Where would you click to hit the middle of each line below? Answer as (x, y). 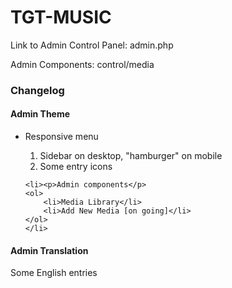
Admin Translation (49, 250)
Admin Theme (40, 114)
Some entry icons (76, 167)
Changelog (37, 90)
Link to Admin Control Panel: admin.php (92, 45)
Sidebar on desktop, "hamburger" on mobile (131, 156)
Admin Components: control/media (82, 64)
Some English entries (54, 273)
